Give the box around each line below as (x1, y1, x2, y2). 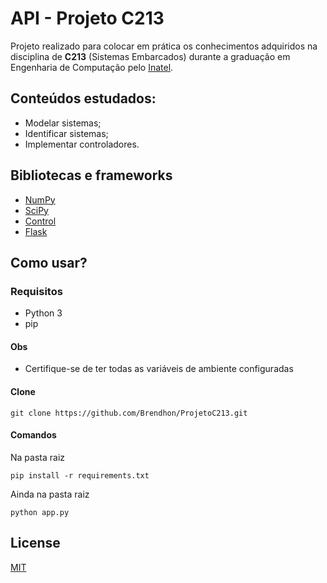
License (10, 535, 61, 552)
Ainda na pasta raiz (10, 488, 90, 500)
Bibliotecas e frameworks (10, 167, 173, 184)
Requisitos (10, 284, 63, 298)
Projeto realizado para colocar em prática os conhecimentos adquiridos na (10, 40, 318, 52)
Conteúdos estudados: (10, 90, 157, 107)
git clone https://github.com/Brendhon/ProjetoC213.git (10, 408, 248, 418)
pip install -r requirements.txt (10, 470, 150, 481)
